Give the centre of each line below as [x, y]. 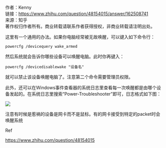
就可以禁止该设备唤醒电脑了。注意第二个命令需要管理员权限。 [69, 77]
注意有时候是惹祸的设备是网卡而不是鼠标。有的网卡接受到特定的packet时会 [83, 114]
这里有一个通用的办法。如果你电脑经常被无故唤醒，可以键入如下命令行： [80, 37]
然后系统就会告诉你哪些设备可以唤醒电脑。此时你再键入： [65, 56]
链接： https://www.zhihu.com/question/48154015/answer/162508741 [77, 14]
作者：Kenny [18, 7]
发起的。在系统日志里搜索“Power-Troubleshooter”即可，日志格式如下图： [85, 94]
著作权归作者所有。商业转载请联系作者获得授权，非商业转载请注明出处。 [80, 26]
